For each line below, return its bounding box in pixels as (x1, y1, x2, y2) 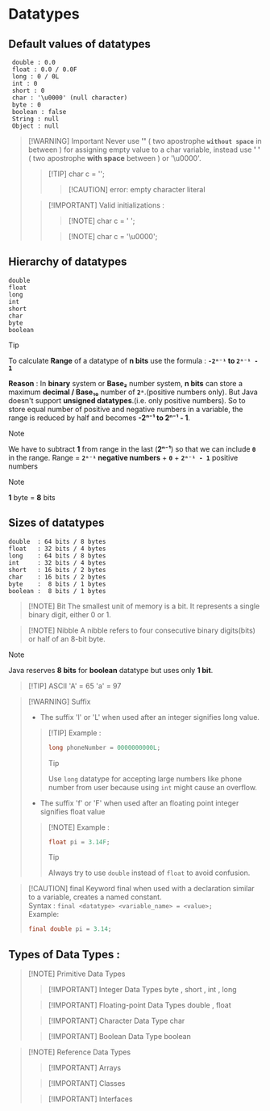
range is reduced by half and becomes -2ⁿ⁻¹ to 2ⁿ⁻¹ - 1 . (8, 413, 191, 423)
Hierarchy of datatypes (8, 255, 127, 269)
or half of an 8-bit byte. (27, 633, 106, 643)
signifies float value (39, 806, 106, 816)
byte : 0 (11, 101, 42, 109)
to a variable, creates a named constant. (27, 892, 163, 902)
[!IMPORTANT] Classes (48, 1079, 126, 1088)
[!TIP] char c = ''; (48, 169, 105, 179)
